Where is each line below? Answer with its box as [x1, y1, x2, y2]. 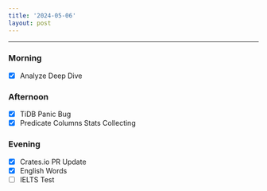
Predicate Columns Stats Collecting [19, 119, 137, 128]
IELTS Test [19, 174, 55, 184]
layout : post [8, 19, 52, 27]
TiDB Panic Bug [19, 109, 72, 119]
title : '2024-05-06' [8, 11, 77, 20]
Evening [8, 138, 41, 150]
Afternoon [8, 91, 49, 102]
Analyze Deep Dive [19, 71, 83, 80]
